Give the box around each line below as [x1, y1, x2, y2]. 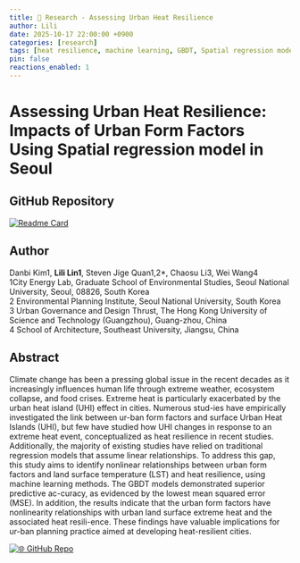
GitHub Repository [9, 194, 114, 209]
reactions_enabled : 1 [9, 63, 90, 72]
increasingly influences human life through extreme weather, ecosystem [9, 383, 275, 394]
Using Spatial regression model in [9, 139, 264, 160]
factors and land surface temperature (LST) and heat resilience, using [9, 468, 266, 479]
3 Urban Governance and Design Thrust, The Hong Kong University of [9, 305, 268, 315]
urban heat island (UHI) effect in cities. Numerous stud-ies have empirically [9, 402, 287, 413]
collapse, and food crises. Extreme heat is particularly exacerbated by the [9, 392, 281, 403]
